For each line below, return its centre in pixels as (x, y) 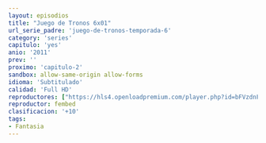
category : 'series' (40, 38)
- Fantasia (26, 126)
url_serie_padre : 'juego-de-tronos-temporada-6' (90, 30)
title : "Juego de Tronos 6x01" (60, 23)
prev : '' (23, 60)
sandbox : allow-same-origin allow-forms (76, 75)
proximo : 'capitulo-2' (46, 68)
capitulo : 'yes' (35, 45)
